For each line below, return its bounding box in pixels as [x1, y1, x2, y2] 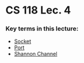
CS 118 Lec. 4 [5, 4, 71, 17]
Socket [14, 38, 32, 45]
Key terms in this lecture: [5, 25, 79, 33]
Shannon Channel [14, 51, 58, 58]
